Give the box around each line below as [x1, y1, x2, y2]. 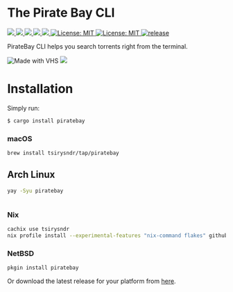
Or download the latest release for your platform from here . [7, 277, 176, 285]
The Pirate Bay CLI [7, 5, 115, 21]
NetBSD [7, 248, 35, 258]
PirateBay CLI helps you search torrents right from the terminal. [7, 42, 189, 50]
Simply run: [7, 104, 40, 112]
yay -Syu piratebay [7, 187, 64, 194]
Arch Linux [7, 169, 55, 181]
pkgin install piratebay [7, 264, 79, 271]
